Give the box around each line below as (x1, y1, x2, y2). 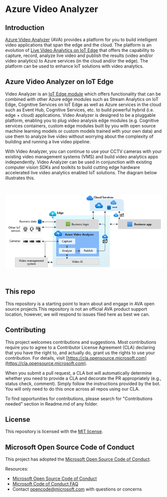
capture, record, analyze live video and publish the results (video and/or (5, 52, 154, 58)
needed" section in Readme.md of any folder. (5, 401, 98, 407)
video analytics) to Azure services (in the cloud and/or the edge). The (5, 58, 149, 63)
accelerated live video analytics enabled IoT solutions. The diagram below (5, 169, 157, 175)
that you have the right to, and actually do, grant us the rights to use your (5, 350, 156, 356)
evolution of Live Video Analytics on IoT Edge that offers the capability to (5, 47, 155, 53)
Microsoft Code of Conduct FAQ (12, 481, 79, 487)
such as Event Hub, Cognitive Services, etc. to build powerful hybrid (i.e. (5, 106, 155, 113)
